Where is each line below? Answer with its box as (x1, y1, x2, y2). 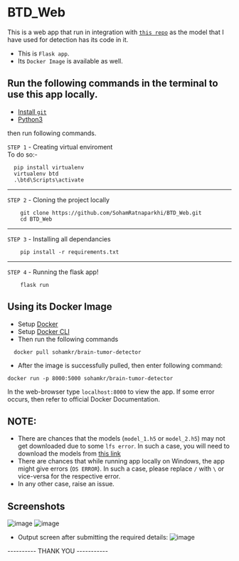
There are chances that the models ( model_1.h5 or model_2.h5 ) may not (17, 434, 225, 443)
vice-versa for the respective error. (17, 472, 121, 481)
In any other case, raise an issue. (17, 480, 115, 488)
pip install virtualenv (14, 164, 84, 171)
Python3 (17, 115, 43, 123)
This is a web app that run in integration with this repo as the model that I (7, 28, 224, 36)
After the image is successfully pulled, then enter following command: (17, 361, 223, 369)
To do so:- (7, 150, 38, 159)
